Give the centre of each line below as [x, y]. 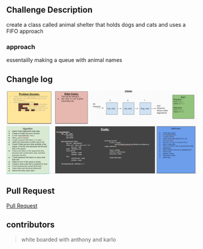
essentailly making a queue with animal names [64, 60]
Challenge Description [49, 10]
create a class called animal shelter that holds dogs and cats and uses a [96, 24]
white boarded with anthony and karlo [68, 239]
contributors [31, 225]
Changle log [30, 79]
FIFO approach [25, 31]
